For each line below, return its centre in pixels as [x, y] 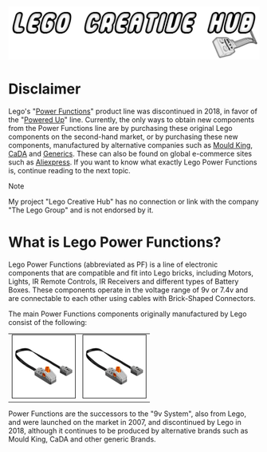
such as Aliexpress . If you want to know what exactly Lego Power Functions [133, 162]
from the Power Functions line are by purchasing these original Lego [120, 128]
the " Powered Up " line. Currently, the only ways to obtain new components [132, 119]
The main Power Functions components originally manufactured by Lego [128, 314]
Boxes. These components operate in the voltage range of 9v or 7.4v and [128, 290]
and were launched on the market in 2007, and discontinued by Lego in [125, 422]
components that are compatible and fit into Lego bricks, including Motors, [131, 272]
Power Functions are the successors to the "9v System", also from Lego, [128, 414]
